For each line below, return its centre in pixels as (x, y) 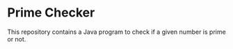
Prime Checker (51, 13)
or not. (17, 39)
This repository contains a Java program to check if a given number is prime (116, 32)
